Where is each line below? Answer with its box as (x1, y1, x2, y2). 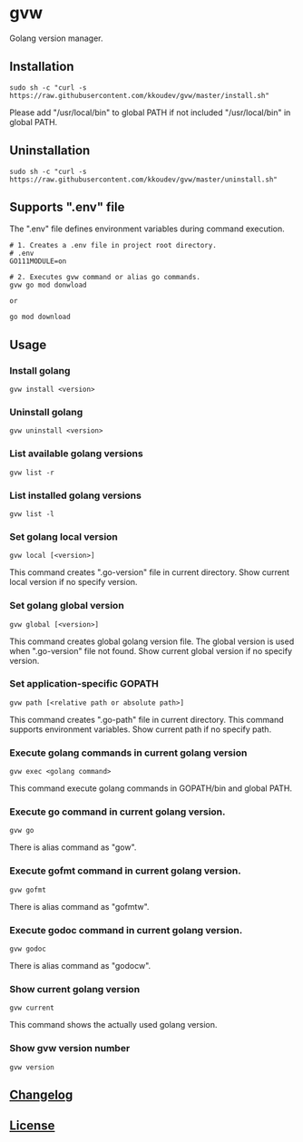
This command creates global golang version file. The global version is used (9, 636, 295, 647)
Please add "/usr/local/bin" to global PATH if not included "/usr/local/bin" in (9, 107, 291, 118)
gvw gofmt (9, 885, 47, 894)
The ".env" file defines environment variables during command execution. (9, 223, 285, 234)
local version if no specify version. (9, 577, 138, 588)
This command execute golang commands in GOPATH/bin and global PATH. (9, 783, 293, 794)
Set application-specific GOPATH (9, 678, 159, 690)
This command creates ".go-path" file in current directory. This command (9, 714, 284, 725)
